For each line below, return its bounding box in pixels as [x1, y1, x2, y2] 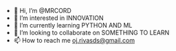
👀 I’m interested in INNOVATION [13, 14, 104, 22]
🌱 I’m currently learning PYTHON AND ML [13, 21, 133, 29]
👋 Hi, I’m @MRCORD [13, 7, 72, 14]
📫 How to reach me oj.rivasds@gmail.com [13, 37, 135, 44]
